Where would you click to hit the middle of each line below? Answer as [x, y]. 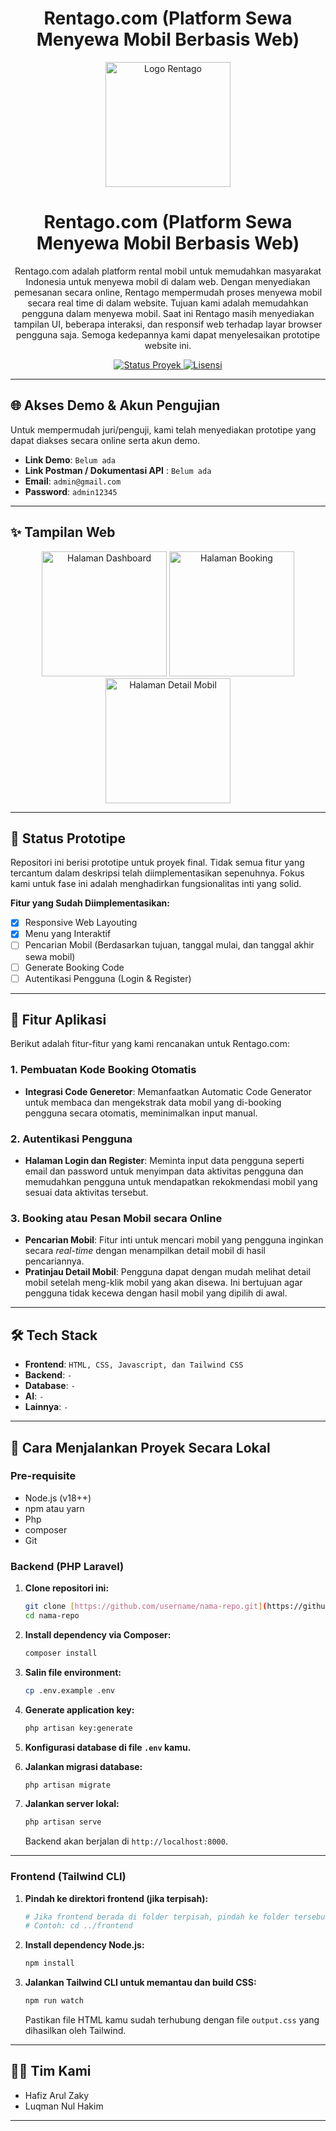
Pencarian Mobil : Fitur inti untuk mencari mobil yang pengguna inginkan [174, 1240]
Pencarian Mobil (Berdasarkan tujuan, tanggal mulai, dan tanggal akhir [169, 945]
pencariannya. [54, 1261]
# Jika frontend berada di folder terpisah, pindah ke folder [157, 1917]
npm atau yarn [54, 1508]
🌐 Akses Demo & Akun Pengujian [115, 405]
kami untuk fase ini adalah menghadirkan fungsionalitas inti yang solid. [156, 884]
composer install [61, 1653]
